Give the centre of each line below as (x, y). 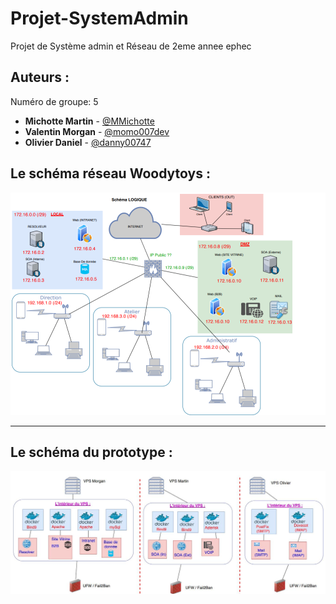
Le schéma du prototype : (91, 452)
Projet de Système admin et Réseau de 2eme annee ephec (131, 46)
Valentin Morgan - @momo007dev (97, 131)
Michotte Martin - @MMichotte (89, 121)
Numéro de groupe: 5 (54, 101)
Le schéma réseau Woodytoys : (110, 173)
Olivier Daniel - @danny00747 (88, 142)
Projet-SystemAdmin (99, 18)
